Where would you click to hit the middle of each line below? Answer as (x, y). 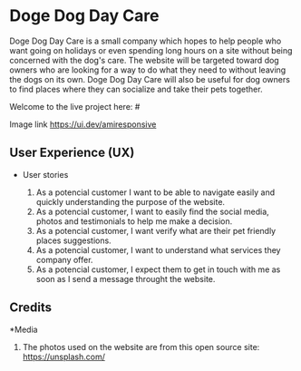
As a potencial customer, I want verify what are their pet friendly (156, 230)
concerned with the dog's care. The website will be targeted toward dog (144, 60)
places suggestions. (73, 240)
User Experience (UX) (72, 153)
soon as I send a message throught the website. (126, 278)
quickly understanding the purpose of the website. (130, 201)
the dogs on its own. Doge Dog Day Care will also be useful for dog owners (150, 79)
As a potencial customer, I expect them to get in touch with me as (158, 269)
